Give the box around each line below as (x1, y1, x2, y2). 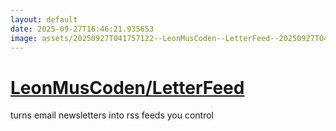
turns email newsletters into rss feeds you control (10, 109, 215, 121)
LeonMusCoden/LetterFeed (10, 76, 245, 99)
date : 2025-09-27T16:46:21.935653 (10, 24, 155, 34)
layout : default (10, 14, 78, 25)
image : (10, 33, 38, 43)
